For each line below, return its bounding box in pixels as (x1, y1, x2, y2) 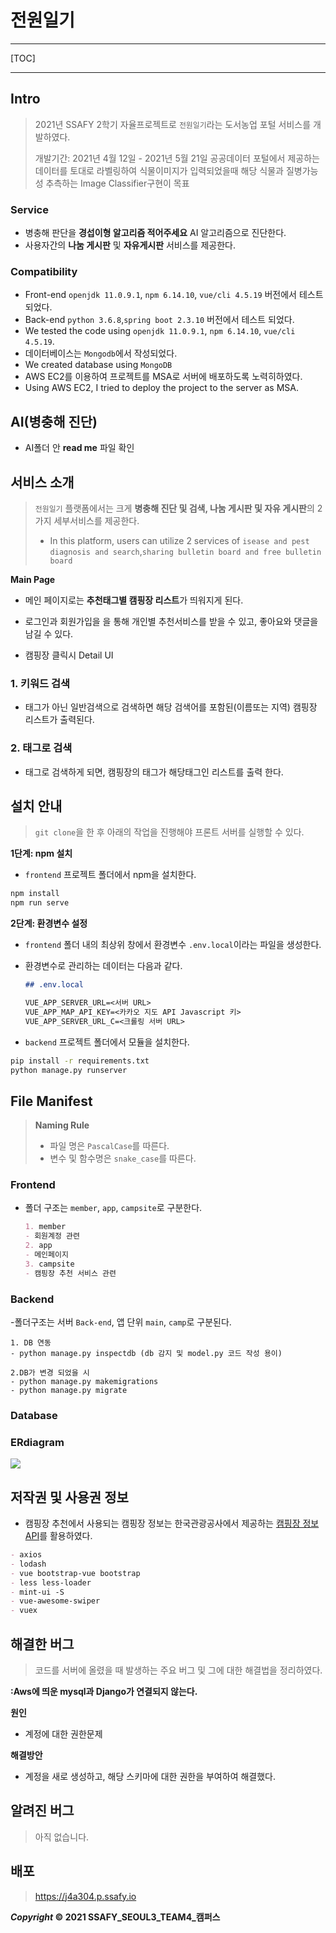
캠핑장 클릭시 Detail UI (24, 649, 114, 661)
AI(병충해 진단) (10, 413, 98, 430)
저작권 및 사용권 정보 (10, 1489, 129, 1506)
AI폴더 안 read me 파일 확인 (24, 442, 135, 454)
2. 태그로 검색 (10, 741, 73, 755)
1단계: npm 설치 (10, 847, 73, 860)
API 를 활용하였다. (24, 1530, 93, 1542)
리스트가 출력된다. (24, 714, 95, 726)
